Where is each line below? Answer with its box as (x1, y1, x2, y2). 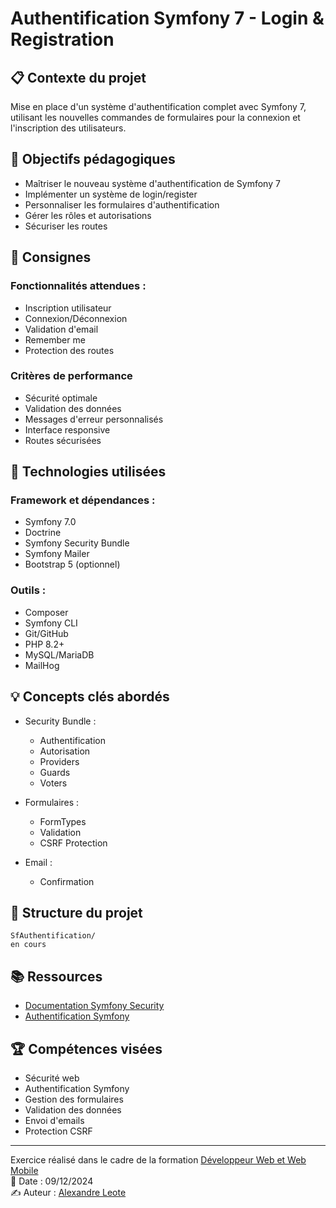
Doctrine (24, 527, 62, 539)
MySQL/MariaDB (24, 648, 95, 661)
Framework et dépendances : (10, 493, 156, 507)
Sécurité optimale (24, 392, 98, 404)
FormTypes (39, 815, 87, 827)
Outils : (10, 583, 47, 597)
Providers (39, 755, 80, 767)
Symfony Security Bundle (24, 537, 130, 549)
